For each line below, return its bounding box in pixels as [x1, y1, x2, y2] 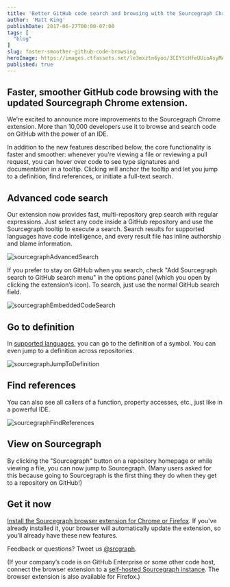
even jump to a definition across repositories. [7, 347, 135, 355]
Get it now [7, 499, 51, 510]
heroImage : [7, 55, 38, 62]
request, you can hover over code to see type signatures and [7, 158, 179, 166]
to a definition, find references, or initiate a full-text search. [7, 172, 173, 180]
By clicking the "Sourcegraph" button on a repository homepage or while [7, 457, 213, 465]
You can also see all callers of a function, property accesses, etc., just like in [7, 398, 222, 406]
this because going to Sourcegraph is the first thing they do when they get [7, 471, 217, 479]
